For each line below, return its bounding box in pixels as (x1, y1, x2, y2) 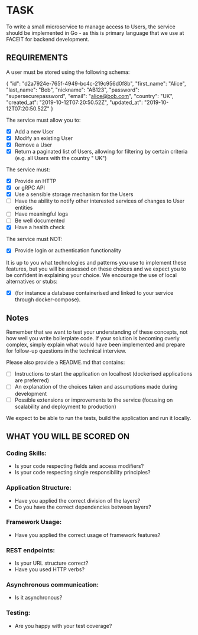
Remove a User (14, 141, 52, 148)
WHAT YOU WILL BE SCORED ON (6, 431, 130, 441)
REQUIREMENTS (6, 53, 68, 63)
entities (14, 204, 33, 211)
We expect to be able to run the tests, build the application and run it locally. (6, 414, 191, 421)
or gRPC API (14, 184, 46, 191)
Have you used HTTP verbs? (14, 566, 85, 573)
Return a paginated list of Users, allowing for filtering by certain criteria (14, 148, 188, 155)
